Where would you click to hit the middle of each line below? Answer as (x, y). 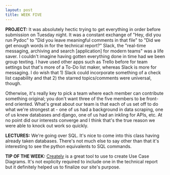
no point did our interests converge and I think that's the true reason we (80, 120)
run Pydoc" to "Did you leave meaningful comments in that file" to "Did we (83, 40)
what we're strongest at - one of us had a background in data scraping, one (84, 109)
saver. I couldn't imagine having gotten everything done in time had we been (85, 56)
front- (152, 98)
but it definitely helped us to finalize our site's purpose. (63, 167)
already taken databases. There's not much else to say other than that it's (82, 141)
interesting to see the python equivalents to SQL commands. (69, 146)
